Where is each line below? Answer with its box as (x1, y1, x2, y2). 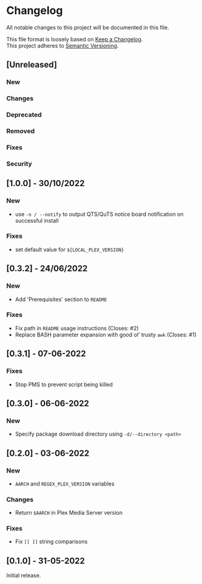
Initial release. (6, 572, 41, 579)
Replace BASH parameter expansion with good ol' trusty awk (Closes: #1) (15, 331, 197, 338)
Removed (6, 127, 35, 136)
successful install (15, 217, 59, 224)
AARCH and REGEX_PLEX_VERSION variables (15, 480, 115, 487)
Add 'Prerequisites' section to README (15, 296, 107, 303)
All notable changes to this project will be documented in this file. (6, 24, 170, 31)
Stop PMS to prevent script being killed (15, 381, 113, 388)
